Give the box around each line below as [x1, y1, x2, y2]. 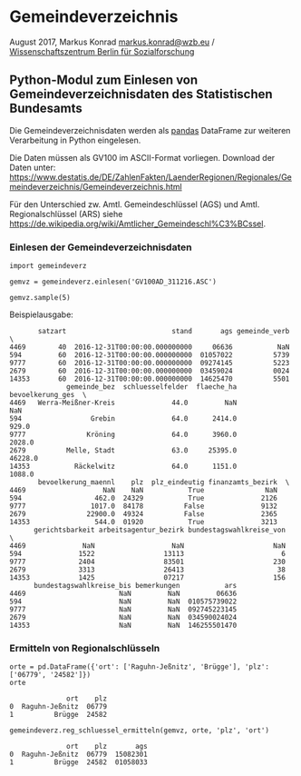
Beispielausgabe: [9, 309, 74, 320]
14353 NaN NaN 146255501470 [9, 621, 238, 631]
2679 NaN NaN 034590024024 [9, 613, 238, 622]
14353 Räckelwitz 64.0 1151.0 [9, 462, 238, 472]
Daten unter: [9, 162, 56, 173]
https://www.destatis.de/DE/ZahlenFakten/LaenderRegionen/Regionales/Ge [9, 171, 293, 183]
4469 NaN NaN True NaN [9, 486, 278, 495]
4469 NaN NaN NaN [9, 542, 286, 551]
